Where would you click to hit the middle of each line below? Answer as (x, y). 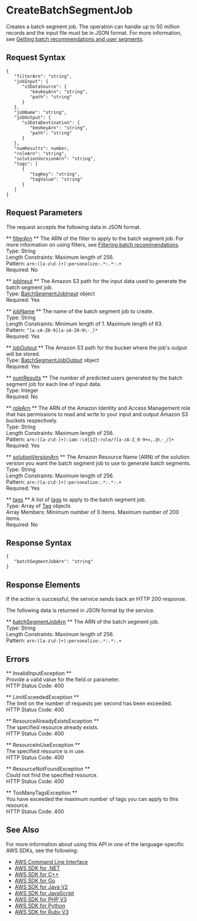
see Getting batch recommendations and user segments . (75, 39)
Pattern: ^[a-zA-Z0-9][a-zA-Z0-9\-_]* (52, 330)
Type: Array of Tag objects (38, 506)
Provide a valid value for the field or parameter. (63, 679)
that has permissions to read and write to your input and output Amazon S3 (97, 414)
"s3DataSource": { (44, 87)
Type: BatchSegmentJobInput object (51, 293)
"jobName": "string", (40, 112)
